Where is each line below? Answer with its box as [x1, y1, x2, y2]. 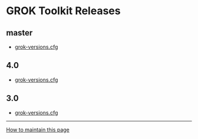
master [6, 28, 33, 38]
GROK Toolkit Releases [6, 4, 121, 18]
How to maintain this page [6, 126, 70, 133]
